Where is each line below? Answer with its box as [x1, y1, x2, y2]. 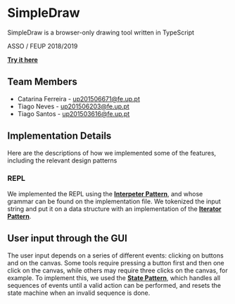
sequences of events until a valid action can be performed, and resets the [7, 281, 222, 289]
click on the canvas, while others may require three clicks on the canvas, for [7, 266, 229, 274]
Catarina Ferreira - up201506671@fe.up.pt [17, 94, 141, 103]
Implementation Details [7, 130, 112, 142]
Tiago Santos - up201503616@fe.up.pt [17, 109, 130, 118]
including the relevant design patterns [7, 156, 118, 165]
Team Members [7, 76, 77, 88]
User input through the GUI [7, 232, 128, 244]
